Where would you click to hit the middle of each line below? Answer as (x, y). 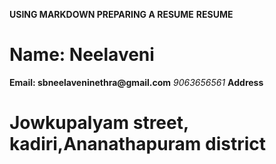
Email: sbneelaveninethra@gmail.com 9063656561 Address (136, 82)
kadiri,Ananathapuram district (138, 144)
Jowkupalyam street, (99, 123)
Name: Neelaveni (82, 55)
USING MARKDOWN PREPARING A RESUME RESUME (121, 14)
